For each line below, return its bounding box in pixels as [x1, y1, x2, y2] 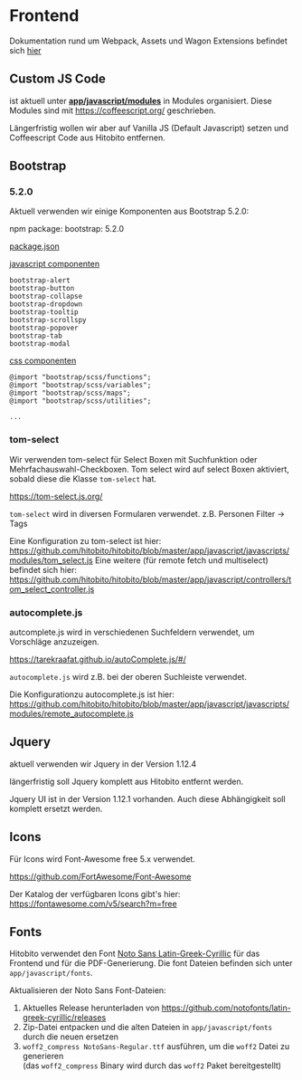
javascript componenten [9, 259, 100, 270]
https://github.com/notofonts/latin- [161, 1002, 291, 1014]
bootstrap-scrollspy [9, 316, 88, 325]
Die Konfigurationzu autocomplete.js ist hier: [9, 689, 175, 700]
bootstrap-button [9, 284, 75, 293]
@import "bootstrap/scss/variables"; [9, 381, 152, 390]
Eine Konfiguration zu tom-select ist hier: [9, 535, 162, 546]
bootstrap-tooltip [9, 308, 79, 317]
